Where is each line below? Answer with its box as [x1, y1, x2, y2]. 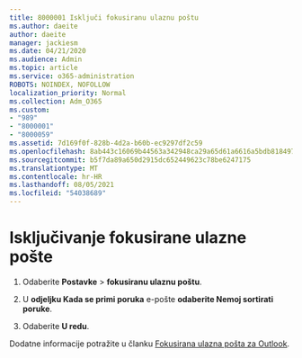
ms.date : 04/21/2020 [9, 47, 87, 56]
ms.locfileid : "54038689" [9, 189, 106, 198]
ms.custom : [9, 105, 50, 114]
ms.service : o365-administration [9, 72, 135, 81]
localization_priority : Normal [9, 88, 127, 97]
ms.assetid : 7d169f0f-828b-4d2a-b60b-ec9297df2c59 [9, 139, 203, 148]
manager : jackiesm [9, 38, 78, 48]
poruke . [22, 303, 52, 314]
